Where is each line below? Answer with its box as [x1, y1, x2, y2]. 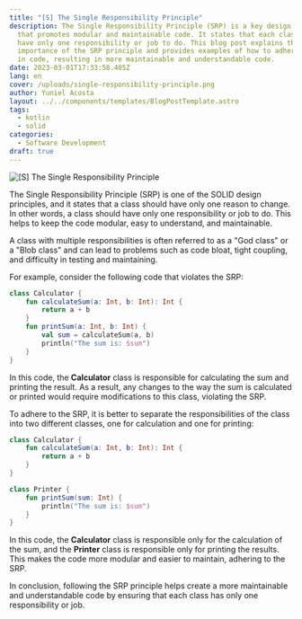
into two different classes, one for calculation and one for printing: [9, 418, 254, 429]
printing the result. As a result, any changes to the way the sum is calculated [9, 381, 292, 392]
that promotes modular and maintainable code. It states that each [17, 30, 276, 39]
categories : [9, 130, 54, 139]
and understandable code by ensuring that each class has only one [9, 590, 259, 601]
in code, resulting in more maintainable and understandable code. [17, 55, 276, 64]
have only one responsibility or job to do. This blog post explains [17, 38, 283, 48]
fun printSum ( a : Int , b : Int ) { [25, 323, 147, 332]
